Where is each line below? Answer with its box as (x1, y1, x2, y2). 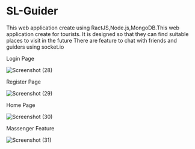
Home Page (6, 101, 36, 109)
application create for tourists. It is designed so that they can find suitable (6, 30, 189, 37)
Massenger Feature (6, 124, 55, 132)
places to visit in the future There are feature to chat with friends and (6, 37, 178, 44)
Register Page (6, 78, 41, 85)
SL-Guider (6, 4, 58, 18)
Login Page (6, 55, 35, 62)
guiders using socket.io (6, 43, 64, 50)
